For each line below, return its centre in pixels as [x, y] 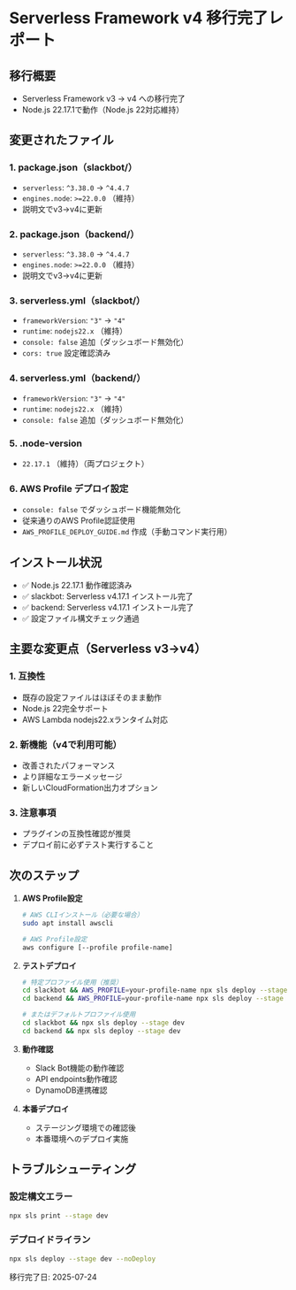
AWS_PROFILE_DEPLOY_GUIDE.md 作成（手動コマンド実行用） [127, 532]
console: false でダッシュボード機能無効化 [101, 510]
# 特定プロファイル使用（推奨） [72, 982]
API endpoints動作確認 [76, 1079]
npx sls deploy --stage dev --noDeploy [83, 1259]
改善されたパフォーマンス [68, 765]
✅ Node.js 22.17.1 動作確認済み [77, 585]
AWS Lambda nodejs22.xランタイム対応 [95, 719]
